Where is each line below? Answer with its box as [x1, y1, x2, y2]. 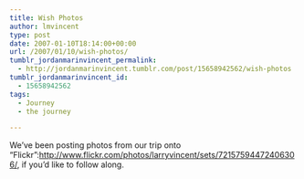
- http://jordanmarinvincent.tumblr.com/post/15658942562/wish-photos [17, 65, 292, 74]
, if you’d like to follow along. [16, 159, 125, 170]
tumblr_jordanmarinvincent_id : [9, 73, 129, 82]
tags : [9, 89, 30, 99]
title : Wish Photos [9, 13, 84, 23]
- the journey [17, 107, 71, 116]
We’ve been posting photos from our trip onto [9, 140, 182, 151]
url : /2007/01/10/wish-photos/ [9, 47, 129, 57]
